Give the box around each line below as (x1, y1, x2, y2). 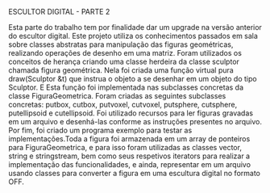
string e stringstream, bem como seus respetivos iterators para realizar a (8, 151, 251, 161)
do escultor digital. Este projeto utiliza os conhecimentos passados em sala (8, 31, 258, 40)
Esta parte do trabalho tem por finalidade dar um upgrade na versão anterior (8, 23, 262, 31)
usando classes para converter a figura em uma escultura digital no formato (8, 169, 260, 178)
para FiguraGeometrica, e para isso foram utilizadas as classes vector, (8, 143, 242, 152)
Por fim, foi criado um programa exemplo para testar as (8, 125, 193, 135)
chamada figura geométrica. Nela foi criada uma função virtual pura (8, 65, 234, 75)
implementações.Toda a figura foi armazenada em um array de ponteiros (8, 134, 251, 144)
